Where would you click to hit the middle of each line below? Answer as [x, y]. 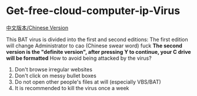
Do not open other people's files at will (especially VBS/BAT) [88, 82]
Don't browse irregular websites [54, 69]
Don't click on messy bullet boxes [56, 76]
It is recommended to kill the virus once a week [72, 88]
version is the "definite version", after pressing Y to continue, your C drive [98, 52]
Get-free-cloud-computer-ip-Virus [93, 11]
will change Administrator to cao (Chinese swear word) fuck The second [94, 46]
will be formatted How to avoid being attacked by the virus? [79, 58]
